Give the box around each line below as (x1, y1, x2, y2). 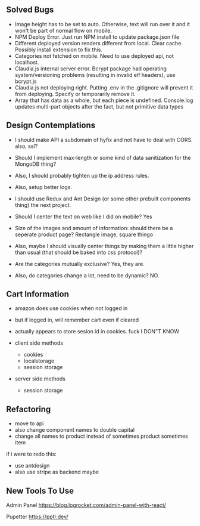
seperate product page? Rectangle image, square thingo (14, 231, 154, 238)
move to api (14, 420, 44, 427)
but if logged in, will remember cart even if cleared (14, 316, 139, 324)
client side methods (14, 339, 64, 346)
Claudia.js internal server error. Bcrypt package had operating (14, 65, 167, 72)
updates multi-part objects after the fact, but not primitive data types (14, 103, 184, 110)
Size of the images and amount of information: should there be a (14, 224, 173, 231)
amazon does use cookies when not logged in (14, 305, 128, 312)
